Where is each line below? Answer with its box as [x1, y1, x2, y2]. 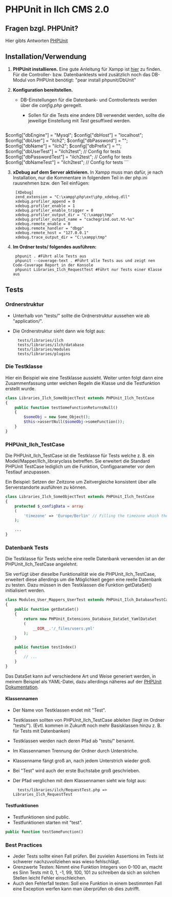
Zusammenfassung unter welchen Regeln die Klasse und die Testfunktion [5, 380, 160, 386]
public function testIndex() [14, 644, 77, 650]
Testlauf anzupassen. [5, 469, 51, 475]
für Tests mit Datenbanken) [12, 727, 71, 734]
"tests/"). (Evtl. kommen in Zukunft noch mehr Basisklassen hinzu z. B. [12, 722, 162, 728]
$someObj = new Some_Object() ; [24, 414, 91, 420]
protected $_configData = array [14, 504, 83, 509]
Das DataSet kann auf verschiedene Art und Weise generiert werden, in [5, 673, 156, 679]
